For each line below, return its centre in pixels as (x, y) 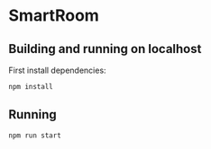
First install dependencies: (57, 70)
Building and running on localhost (105, 49)
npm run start (35, 136)
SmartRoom (54, 16)
